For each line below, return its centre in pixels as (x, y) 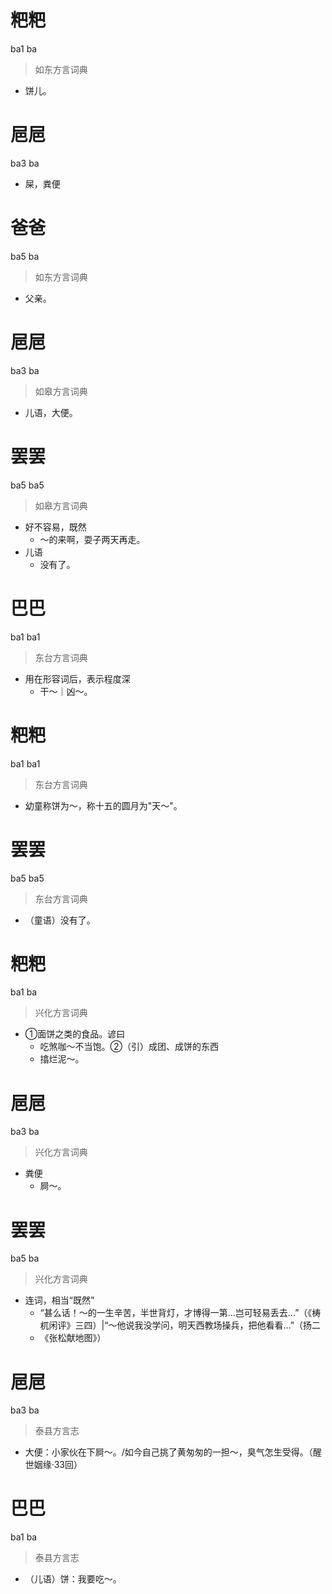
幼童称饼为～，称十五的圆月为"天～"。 (103, 805)
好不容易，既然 (55, 527)
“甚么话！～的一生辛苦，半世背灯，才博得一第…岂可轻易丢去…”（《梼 (180, 1313)
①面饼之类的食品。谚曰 (75, 1034)
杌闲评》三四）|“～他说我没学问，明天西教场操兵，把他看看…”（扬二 (180, 1325)
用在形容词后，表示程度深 (77, 678)
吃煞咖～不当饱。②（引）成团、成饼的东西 (129, 1047)
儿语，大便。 (51, 412)
